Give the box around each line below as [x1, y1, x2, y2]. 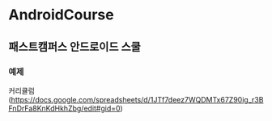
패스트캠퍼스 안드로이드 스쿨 [8, 40, 142, 53]
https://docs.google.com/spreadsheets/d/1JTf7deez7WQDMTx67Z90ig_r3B [11, 94, 264, 104]
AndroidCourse [8, 6, 115, 24]
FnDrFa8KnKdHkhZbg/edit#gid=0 [8, 103, 121, 113]
